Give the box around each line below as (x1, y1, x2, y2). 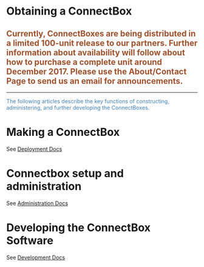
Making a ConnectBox (6, 126, 120, 139)
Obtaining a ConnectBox (6, 4, 132, 18)
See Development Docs (6, 254, 66, 261)
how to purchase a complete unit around (6, 56, 163, 67)
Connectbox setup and (6, 167, 124, 180)
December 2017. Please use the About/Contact (6, 66, 187, 76)
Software (6, 234, 53, 248)
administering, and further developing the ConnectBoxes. (6, 104, 150, 111)
